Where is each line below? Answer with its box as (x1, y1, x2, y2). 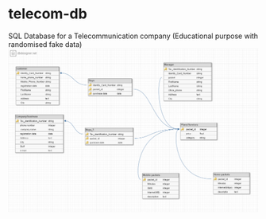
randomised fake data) (8, 39, 83, 49)
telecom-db (8, 5, 87, 23)
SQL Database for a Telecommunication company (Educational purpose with (8, 31, 259, 41)
